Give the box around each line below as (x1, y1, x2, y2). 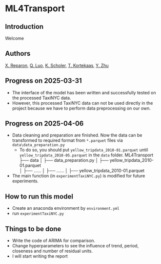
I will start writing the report (12, 253, 68, 259)
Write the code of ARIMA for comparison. (12, 238, 96, 243)
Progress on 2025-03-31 (5, 77, 82, 85)
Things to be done (5, 224, 61, 233)
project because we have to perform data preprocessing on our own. (12, 105, 151, 111)
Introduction (5, 22, 44, 31)
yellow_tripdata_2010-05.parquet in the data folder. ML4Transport (19, 152, 154, 158)
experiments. (12, 178, 39, 184)
